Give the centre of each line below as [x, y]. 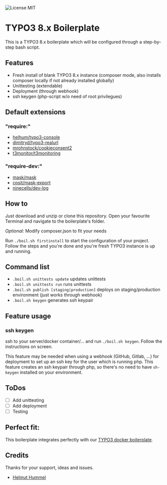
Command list [28, 267]
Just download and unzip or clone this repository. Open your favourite [77, 216]
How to [17, 204]
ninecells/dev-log [30, 188]
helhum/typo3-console [36, 137]
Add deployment [30, 406]
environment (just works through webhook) [57, 295]
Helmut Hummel [29, 477]
